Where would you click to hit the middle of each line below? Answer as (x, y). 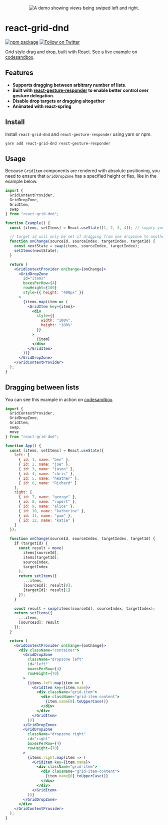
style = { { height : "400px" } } (53, 293)
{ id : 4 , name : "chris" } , (46, 474)
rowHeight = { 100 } (40, 288)
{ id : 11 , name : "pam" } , (45, 516)
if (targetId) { (31, 543)
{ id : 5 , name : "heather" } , (49, 478)
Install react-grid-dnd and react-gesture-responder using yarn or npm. (78, 134)
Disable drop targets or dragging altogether (58, 101)
